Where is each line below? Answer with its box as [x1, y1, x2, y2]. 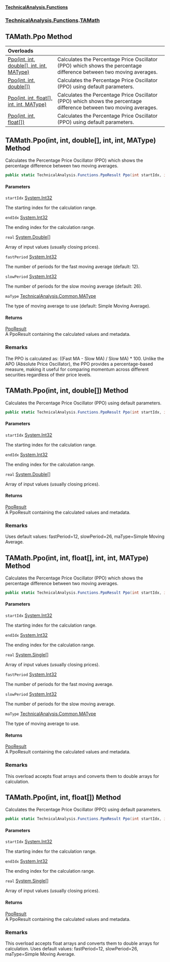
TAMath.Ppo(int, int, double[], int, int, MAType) [5, 136, 156, 145]
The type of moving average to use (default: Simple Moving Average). [5, 303, 151, 309]
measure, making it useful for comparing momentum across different [5, 366, 149, 372]
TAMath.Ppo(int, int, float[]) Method [5, 793, 121, 802]
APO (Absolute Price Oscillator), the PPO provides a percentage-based [5, 361, 153, 367]
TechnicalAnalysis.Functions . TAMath [5, 17, 100, 24]
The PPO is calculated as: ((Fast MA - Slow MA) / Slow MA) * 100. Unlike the [5, 355, 164, 361]
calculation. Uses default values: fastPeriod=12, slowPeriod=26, [5, 945, 138, 951]
